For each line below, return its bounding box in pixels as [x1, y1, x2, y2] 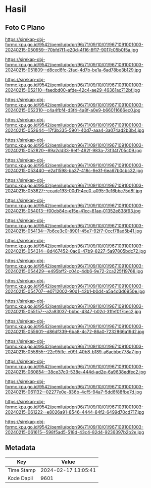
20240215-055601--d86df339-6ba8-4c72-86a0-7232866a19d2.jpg [5, 328, 145, 334]
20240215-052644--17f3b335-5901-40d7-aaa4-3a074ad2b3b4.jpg [5, 127, 145, 133]
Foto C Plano [5, 23, 45, 32]
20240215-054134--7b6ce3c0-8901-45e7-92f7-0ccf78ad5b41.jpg [5, 228, 142, 234]
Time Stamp [7, 467, 36, 474]
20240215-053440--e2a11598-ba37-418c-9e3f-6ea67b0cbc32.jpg [5, 167, 143, 173]
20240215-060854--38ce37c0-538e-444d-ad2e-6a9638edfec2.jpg [5, 369, 146, 375]
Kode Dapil [7, 475, 33, 482]
